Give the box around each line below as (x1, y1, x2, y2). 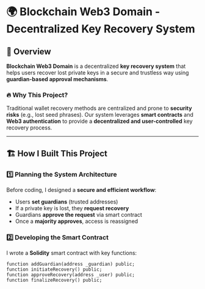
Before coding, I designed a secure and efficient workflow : (6, 186, 157, 193)
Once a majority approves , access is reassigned (15, 218, 138, 225)
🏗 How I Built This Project (6, 148, 108, 159)
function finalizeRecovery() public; (6, 277, 103, 284)
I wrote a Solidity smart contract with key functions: (6, 249, 137, 257)
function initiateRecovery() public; (6, 266, 103, 273)
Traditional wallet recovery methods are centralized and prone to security (6, 104, 192, 112)
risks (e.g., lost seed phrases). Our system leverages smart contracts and (6, 111, 194, 119)
